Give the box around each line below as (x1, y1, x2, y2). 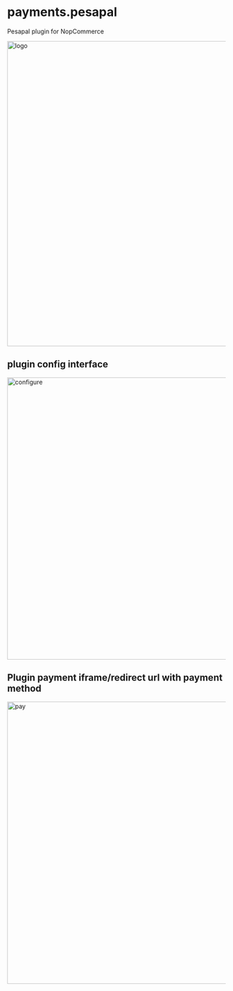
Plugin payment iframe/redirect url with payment (7, 672, 223, 684)
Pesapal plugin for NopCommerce (7, 27, 105, 35)
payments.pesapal (7, 4, 118, 20)
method (7, 683, 42, 694)
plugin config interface (7, 358, 109, 370)
